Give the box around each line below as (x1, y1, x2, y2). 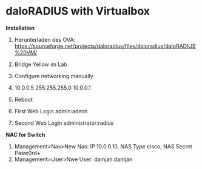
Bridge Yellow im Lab (14, 61, 67, 68)
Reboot (14, 96, 33, 103)
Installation (5, 24, 35, 31)
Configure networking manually (14, 72, 93, 79)
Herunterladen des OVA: (14, 36, 76, 43)
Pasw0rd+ (14, 149, 41, 156)
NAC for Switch (5, 131, 45, 138)
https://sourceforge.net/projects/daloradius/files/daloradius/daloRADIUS (14, 42, 196, 50)
